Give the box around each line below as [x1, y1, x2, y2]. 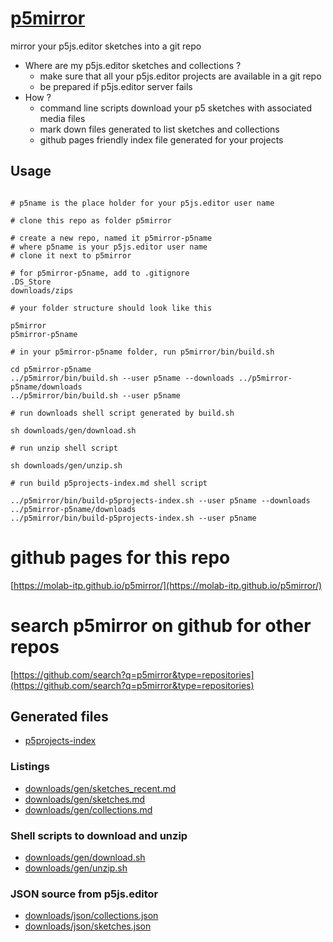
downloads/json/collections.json [24, 910, 159, 922]
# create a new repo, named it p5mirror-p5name [10, 233, 213, 243]
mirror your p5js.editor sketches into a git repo [10, 40, 202, 52]
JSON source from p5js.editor [10, 887, 159, 901]
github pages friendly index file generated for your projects [39, 133, 284, 146]
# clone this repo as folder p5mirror [10, 215, 172, 226]
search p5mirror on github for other [10, 614, 312, 637]
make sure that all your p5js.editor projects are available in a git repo [39, 70, 322, 82]
